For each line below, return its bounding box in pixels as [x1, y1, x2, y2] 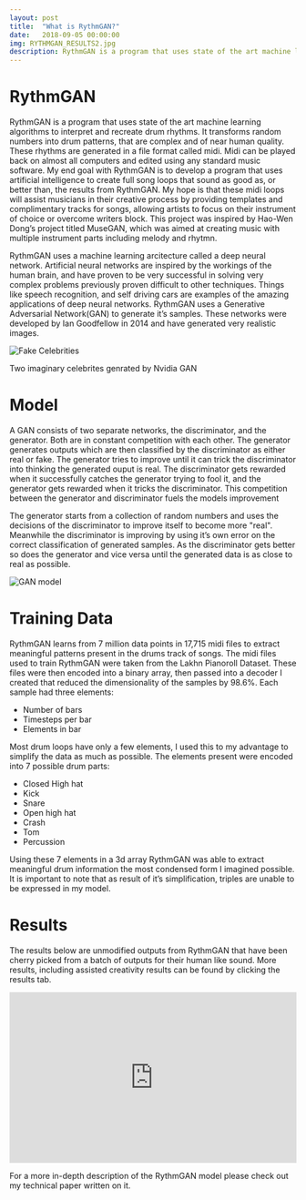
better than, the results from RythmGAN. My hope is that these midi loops [9, 184, 285, 196]
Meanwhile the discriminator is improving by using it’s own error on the [9, 530, 276, 540]
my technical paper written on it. [9, 1180, 131, 1191]
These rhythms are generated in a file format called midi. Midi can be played [9, 146, 296, 157]
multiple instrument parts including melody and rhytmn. [9, 233, 218, 244]
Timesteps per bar [22, 714, 93, 725]
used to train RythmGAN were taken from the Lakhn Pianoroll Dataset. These [9, 657, 297, 668]
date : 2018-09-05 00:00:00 [9, 30, 120, 39]
